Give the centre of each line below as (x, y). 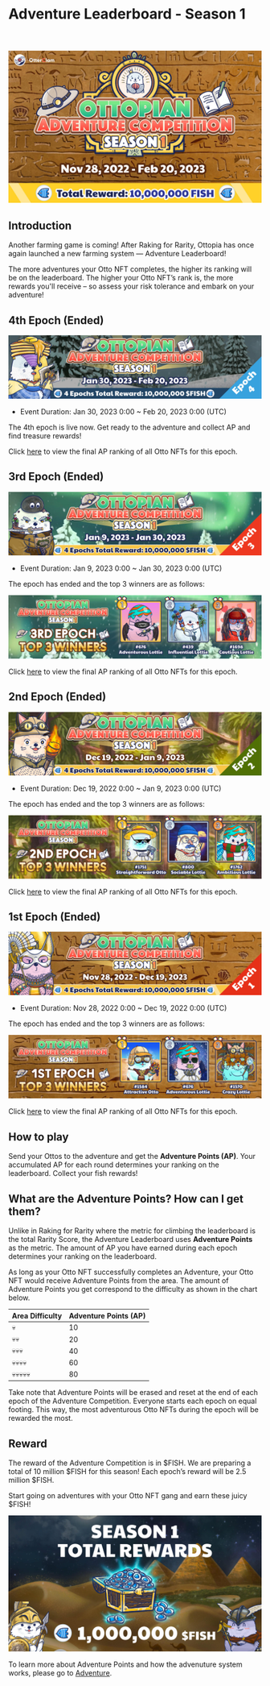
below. (19, 1298)
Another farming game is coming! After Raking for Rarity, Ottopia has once (131, 245)
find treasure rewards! (45, 436)
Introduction (40, 225)
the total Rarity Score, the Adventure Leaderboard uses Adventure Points (131, 1240)
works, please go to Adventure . (60, 1673)
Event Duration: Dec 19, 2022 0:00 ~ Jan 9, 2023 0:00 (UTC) (121, 788)
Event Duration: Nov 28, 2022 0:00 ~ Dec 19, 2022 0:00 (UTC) (123, 1008)
